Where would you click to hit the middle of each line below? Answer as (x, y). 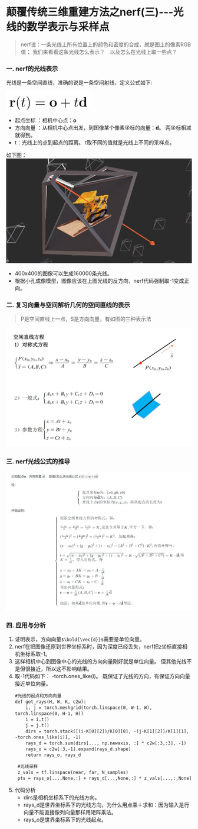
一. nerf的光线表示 (32, 69)
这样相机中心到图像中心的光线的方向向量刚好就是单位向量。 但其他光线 (100, 662)
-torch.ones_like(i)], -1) (48, 737)
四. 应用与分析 (26, 625)
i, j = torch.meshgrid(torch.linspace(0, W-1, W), (89, 708)
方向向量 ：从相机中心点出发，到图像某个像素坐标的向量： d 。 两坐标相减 (103, 128)
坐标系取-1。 (35, 654)
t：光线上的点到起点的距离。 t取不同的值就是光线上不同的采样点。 (95, 143)
